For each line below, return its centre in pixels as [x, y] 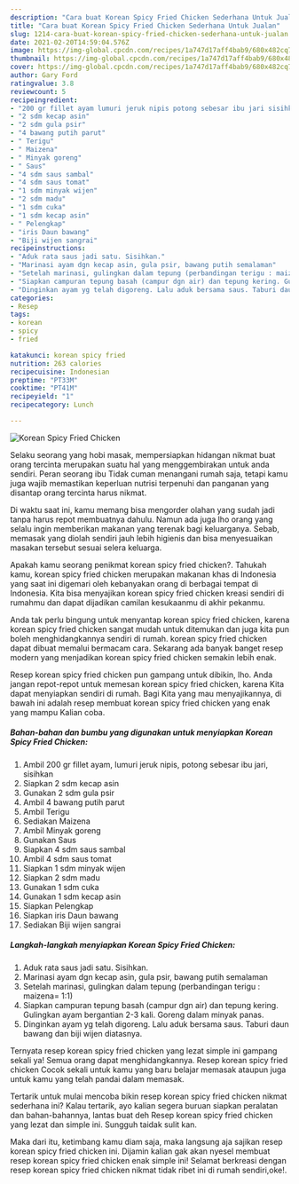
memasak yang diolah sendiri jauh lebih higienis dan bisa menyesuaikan [142, 538]
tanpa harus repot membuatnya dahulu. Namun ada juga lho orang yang [142, 519]
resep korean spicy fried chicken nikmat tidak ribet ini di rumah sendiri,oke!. [149, 1170]
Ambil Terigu [46, 811]
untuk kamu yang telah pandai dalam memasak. [97, 1078]
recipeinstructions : [48, 249]
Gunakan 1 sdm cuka [61, 887]
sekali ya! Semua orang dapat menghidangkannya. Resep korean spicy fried [149, 1060]
